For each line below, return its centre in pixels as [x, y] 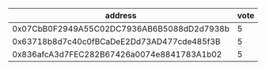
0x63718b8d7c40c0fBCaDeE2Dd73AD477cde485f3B [116, 41]
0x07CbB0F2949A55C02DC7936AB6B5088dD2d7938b [121, 29]
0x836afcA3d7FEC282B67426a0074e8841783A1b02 [117, 54]
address [121, 15]
